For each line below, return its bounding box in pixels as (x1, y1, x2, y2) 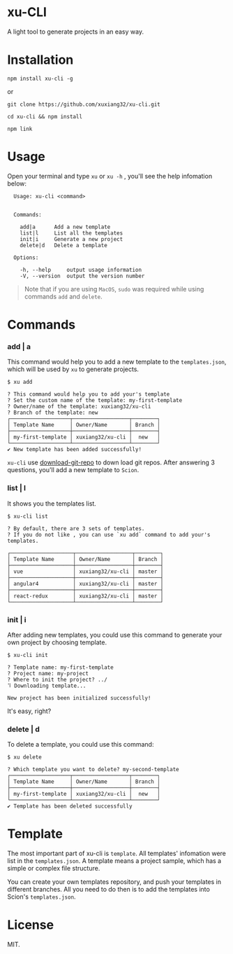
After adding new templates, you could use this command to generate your (7, 630, 223, 639)
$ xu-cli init (7, 651, 49, 658)
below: (7, 179, 27, 188)
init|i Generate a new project (20, 235, 123, 242)
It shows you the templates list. (7, 499, 96, 508)
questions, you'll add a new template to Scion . (7, 466, 140, 474)
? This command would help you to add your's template (7, 391, 170, 398)
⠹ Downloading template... (7, 682, 87, 689)
